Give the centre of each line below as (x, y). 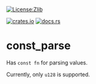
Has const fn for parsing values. (47, 62)
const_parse (39, 46)
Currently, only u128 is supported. (48, 74)
